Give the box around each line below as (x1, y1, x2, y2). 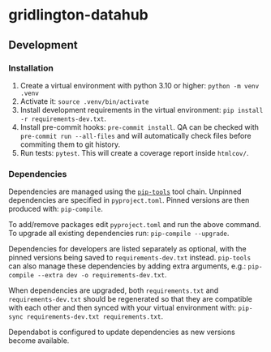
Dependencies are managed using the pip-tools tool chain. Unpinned (8, 187, 242, 196)
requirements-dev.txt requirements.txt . (26, 311, 164, 321)
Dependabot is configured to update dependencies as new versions (8, 327, 235, 337)
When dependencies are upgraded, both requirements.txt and (8, 285, 219, 295)
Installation (8, 62, 54, 74)
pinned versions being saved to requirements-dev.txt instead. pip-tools (8, 253, 252, 263)
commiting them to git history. (19, 140, 121, 149)
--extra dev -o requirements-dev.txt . (37, 270, 167, 280)
